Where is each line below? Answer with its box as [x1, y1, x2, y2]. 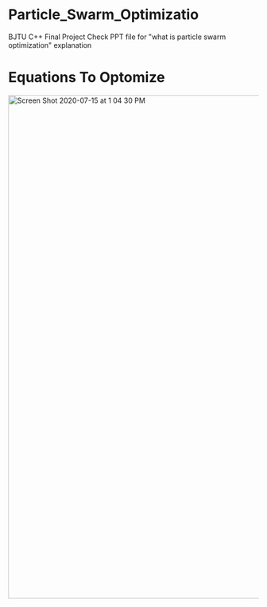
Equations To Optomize [8, 69, 165, 87]
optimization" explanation [8, 40, 92, 49]
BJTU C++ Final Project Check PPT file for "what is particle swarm [8, 32, 226, 41]
